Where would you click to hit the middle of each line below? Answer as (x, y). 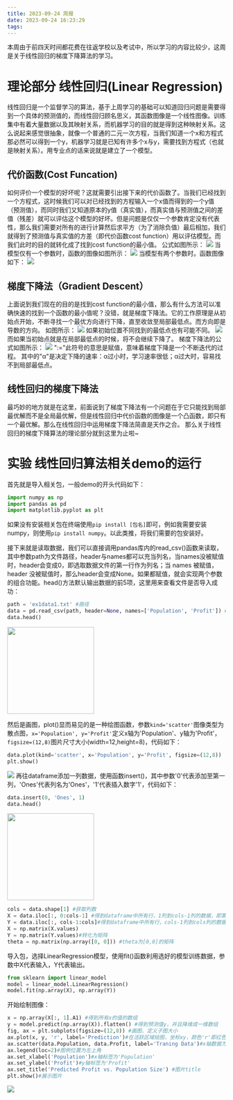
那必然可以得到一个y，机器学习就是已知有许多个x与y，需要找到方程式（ (110, 142)
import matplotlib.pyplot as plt (55, 510)
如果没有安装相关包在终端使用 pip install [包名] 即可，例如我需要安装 (107, 525)
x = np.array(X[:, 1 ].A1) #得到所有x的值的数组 (72, 1018)
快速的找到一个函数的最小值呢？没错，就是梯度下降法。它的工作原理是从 (116, 313)
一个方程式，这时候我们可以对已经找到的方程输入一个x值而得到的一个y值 (111, 202)
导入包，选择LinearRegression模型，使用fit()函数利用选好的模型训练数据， (113, 955)
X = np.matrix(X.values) (43, 929)
